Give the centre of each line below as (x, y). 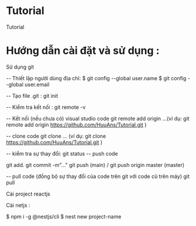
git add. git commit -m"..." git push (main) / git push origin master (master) (95, 165)
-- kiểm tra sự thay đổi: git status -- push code (62, 153)
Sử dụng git (20, 67)
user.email (37, 84)
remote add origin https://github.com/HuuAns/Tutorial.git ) (76, 125)
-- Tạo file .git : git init (32, 95)
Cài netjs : (18, 205)
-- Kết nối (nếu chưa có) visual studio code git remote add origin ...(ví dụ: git (98, 118)
